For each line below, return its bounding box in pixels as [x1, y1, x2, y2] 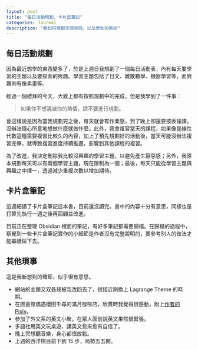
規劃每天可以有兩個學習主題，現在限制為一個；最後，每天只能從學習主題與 [11, 160, 192, 167]
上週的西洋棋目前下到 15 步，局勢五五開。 [14, 337, 116, 344]
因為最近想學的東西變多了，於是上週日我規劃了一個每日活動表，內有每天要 [6, 66, 187, 73]
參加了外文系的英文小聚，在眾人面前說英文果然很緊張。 [14, 315, 149, 322]
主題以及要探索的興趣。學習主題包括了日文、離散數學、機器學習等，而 [16, 73, 187, 80]
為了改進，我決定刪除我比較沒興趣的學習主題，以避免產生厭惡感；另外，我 [6, 152, 187, 159]
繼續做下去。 [11, 237, 42, 244]
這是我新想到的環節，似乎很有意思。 [6, 273, 94, 280]
